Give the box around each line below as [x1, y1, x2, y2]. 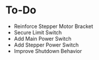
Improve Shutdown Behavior [13, 47, 82, 54]
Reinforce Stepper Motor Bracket [13, 23, 94, 30]
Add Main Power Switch [13, 35, 72, 42]
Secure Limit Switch [13, 29, 62, 36]
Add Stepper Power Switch [13, 41, 79, 48]
